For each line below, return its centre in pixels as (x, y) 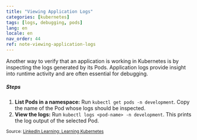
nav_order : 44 (24, 39)
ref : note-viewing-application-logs (51, 45)
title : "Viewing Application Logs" (50, 11)
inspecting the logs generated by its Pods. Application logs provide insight (96, 67)
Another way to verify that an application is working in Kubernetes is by (93, 61)
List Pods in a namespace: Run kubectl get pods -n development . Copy (102, 102)
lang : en (17, 28)
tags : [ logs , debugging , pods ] (44, 22)
